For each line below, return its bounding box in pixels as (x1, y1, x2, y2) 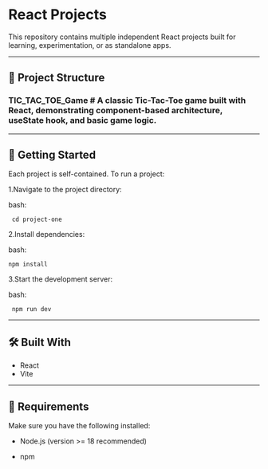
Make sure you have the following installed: (8, 421, 151, 431)
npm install (8, 261, 48, 269)
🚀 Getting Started (8, 148, 97, 162)
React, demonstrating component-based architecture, (8, 105, 223, 116)
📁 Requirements (8, 400, 89, 413)
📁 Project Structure (8, 71, 105, 85)
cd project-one (11, 215, 62, 224)
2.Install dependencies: (8, 230, 85, 239)
